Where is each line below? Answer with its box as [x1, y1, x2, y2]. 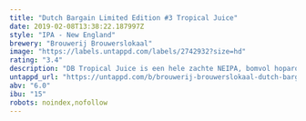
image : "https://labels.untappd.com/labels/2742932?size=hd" [9, 47, 247, 56]
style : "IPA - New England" [9, 30, 117, 39]
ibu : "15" [9, 89, 47, 98]
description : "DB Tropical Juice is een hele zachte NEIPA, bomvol [9, 65, 271, 74]
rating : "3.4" [9, 55, 64, 65]
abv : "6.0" [9, 81, 51, 90]
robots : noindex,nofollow [9, 97, 107, 107]
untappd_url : [9, 73, 59, 82]
